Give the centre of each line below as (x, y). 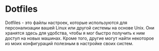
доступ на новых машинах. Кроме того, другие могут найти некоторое (80, 38)
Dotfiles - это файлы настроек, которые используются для (66, 23)
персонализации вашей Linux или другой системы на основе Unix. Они (80, 27)
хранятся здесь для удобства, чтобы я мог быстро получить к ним (75, 33)
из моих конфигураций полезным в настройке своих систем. (69, 43)
